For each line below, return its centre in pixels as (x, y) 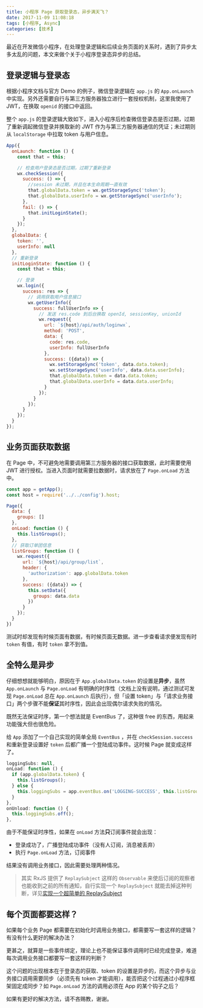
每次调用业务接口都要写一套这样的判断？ (56, 958)
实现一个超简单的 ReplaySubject (82, 894)
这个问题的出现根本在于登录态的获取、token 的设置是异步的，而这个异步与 (99, 971)
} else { (23, 786)
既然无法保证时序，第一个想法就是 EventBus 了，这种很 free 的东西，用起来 (100, 716)
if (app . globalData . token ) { (48, 775)
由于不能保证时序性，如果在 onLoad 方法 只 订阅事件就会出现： (82, 832)
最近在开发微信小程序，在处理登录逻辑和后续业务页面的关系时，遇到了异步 (99, 47)
